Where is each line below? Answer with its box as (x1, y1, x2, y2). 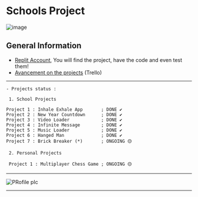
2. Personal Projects (8, 150, 62, 156)
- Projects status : (6, 86, 57, 92)
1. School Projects (8, 96, 57, 102)
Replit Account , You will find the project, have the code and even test (14, 56, 183, 63)
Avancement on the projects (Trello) (14, 69, 102, 76)
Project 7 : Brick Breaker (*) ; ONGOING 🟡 (6, 138, 133, 144)
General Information (6, 41, 82, 51)
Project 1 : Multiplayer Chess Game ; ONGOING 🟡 (8, 161, 133, 167)
